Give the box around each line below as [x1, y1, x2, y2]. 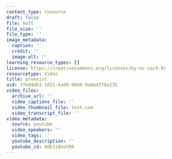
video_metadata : [6, 115, 47, 122]
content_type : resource [6, 8, 67, 15]
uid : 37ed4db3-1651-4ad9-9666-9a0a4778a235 [6, 82, 118, 88]
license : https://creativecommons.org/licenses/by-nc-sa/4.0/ [6, 65, 167, 71]
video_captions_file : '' [12, 99, 74, 105]
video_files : [6, 88, 39, 94]
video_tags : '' [12, 132, 50, 139]
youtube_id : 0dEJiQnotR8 [12, 143, 74, 150]
